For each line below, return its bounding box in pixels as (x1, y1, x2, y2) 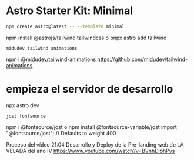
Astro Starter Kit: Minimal (6, 4, 133, 18)
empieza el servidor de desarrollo (6, 83, 173, 96)
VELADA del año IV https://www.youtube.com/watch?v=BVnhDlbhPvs (6, 147, 175, 154)
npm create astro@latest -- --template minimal (6, 23, 125, 29)
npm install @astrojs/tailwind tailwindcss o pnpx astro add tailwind (6, 34, 167, 41)
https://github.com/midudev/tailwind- (97, 56, 188, 63)
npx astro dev (6, 101, 39, 109)
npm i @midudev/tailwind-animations (6, 56, 96, 63)
